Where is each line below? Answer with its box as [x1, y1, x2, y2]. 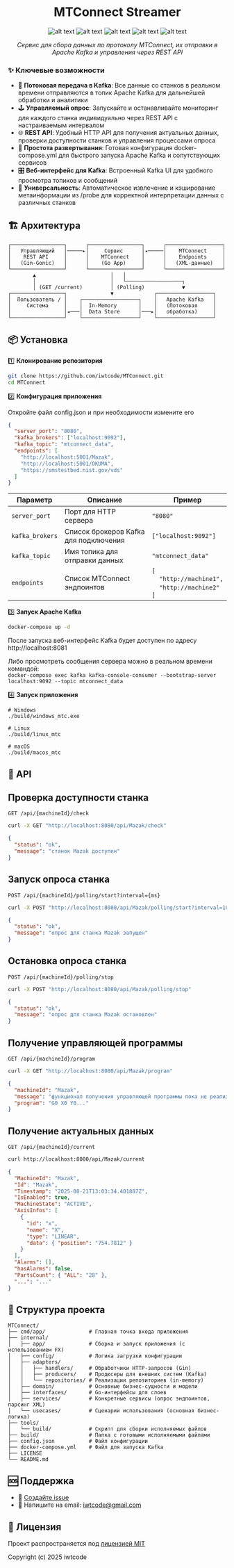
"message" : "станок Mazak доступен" [14, 848, 120, 855]
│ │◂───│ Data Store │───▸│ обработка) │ [8, 309, 217, 316]
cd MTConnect [8, 379, 46, 386]
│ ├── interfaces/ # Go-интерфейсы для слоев [8, 1389, 167, 1396]
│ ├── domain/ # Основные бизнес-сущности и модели [8, 1383, 198, 1390]
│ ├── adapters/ [8, 1359, 61, 1366]
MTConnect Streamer [53, 4, 181, 20]
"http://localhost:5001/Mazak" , [20, 453, 114, 461]
